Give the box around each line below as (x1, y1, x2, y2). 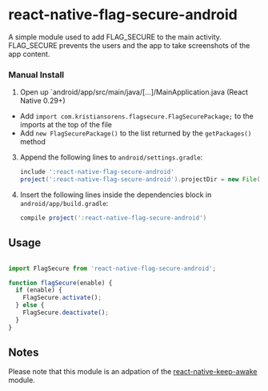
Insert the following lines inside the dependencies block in (19, 190, 212, 200)
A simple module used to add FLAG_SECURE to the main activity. (8, 32, 222, 42)
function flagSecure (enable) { (8, 279, 113, 287)
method (19, 137, 46, 147)
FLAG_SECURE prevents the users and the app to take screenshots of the (8, 40, 250, 50)
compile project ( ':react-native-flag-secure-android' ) (19, 214, 207, 222)
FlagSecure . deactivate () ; (22, 308, 110, 317)
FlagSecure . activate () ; (22, 294, 102, 302)
